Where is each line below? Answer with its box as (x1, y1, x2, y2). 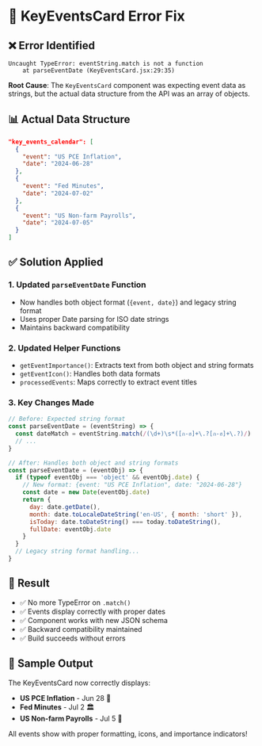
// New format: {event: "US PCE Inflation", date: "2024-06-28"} (22, 481, 243, 489)
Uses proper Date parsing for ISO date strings (19, 314, 169, 323)
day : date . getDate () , (28, 503, 101, 511)
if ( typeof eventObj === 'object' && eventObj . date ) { (15, 473, 200, 482)
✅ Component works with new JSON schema (19, 615, 169, 625)
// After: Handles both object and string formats (8, 459, 179, 467)
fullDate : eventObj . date (28, 525, 112, 534)
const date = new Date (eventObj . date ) (22, 488, 150, 496)
